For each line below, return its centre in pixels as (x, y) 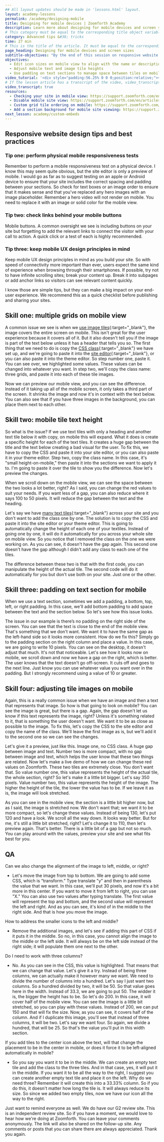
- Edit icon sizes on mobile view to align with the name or (73, 64)
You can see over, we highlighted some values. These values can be (74, 364)
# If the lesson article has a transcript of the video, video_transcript (83, 82)
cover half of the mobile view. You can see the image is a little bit (77, 1002)
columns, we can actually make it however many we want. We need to (83, 976)
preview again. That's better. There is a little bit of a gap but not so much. (79, 829)
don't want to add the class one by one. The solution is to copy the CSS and (81, 518)
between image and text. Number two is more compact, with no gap (73, 752)
